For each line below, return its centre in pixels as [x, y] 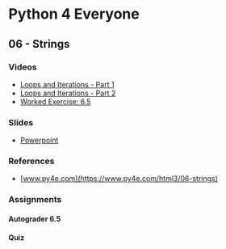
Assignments [35, 200]
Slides [21, 122]
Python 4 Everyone [74, 14]
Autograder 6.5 [35, 218]
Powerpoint [39, 140]
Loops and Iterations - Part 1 [67, 84]
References [31, 161]
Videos [23, 67]
